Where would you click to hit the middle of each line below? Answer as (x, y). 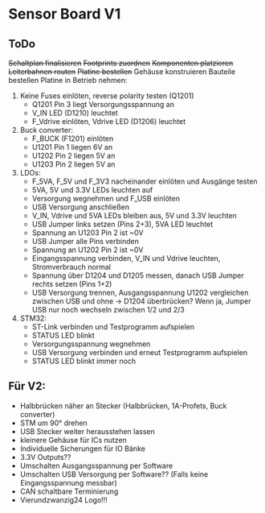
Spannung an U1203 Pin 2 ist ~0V (88, 233)
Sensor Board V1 (65, 14)
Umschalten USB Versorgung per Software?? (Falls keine (114, 474)
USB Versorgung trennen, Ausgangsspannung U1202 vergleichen (140, 292)
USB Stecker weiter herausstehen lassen (87, 431)
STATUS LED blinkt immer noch (84, 361)
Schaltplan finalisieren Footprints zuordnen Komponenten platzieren (121, 63)
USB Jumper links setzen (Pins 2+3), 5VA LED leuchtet (122, 224)
